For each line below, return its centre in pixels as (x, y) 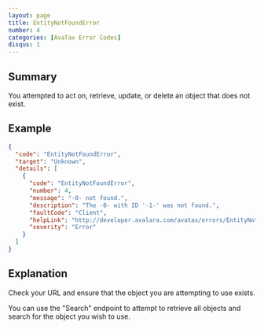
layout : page (29, 15)
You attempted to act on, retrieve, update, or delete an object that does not (129, 95)
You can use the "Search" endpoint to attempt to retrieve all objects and (125, 308)
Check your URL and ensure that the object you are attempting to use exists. (132, 293)
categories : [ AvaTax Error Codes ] (65, 37)
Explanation (38, 274)
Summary (33, 77)
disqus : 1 (24, 45)
